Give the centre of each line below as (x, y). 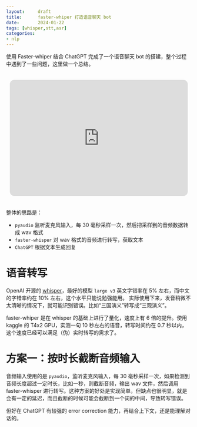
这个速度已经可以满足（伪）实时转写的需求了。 (63, 332)
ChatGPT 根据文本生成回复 (45, 247)
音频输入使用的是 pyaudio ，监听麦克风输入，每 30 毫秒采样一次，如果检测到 (98, 376)
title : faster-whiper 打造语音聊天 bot (59, 17)
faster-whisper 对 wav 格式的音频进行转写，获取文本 (79, 240)
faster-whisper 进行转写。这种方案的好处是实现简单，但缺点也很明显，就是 (97, 390)
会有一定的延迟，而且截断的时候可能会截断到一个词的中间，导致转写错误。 (96, 398)
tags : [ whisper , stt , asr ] (36, 28)
